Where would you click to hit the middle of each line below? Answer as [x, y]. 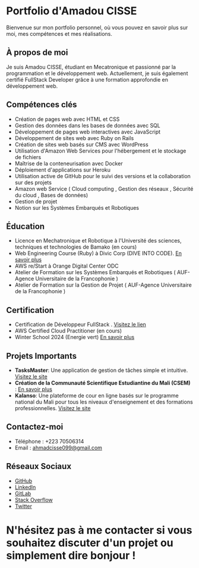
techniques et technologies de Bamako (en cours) [76, 247]
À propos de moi [37, 53]
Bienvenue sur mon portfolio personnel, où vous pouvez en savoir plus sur [97, 27]
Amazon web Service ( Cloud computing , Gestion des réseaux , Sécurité [104, 188]
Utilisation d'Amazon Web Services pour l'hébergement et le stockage [100, 151]
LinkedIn [25, 487]
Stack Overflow [34, 499]
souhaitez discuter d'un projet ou [90, 543]
